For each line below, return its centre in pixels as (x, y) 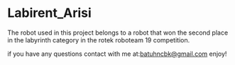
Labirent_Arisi (50, 13)
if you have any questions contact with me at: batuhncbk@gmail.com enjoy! (117, 54)
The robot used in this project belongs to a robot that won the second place (118, 32)
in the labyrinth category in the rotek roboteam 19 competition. (99, 40)
